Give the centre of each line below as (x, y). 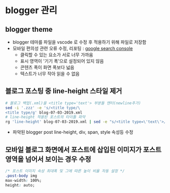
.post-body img (21, 176)
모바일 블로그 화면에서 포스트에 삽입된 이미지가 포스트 (83, 150)
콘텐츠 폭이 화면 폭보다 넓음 (47, 67)
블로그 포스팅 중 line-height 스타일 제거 (64, 91)
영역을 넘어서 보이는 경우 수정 (48, 159)
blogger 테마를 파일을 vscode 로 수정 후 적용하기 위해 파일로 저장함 (79, 42)
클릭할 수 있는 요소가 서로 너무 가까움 (57, 55)
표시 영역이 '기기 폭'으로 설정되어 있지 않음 (62, 61)
